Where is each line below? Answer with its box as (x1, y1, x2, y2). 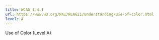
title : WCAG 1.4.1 (5, 7, 44, 12)
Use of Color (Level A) (5, 30, 51, 36)
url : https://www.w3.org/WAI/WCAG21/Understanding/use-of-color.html (5, 12, 154, 17)
